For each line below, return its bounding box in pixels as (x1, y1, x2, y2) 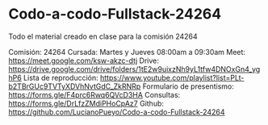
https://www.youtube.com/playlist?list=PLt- (99, 73, 245, 82)
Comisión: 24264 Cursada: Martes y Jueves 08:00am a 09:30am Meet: (8, 47, 246, 56)
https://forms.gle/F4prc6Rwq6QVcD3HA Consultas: (8, 90, 181, 99)
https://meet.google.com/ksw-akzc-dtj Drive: (8, 56, 159, 65)
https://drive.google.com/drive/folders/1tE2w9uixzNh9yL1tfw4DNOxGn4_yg (8, 64, 261, 73)
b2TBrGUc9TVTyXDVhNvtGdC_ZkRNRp (8, 81, 141, 91)
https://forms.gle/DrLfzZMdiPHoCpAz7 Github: (8, 98, 164, 108)
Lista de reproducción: (23, 73, 98, 82)
